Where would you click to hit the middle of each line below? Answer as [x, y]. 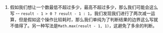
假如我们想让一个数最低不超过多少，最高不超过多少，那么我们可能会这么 [84, 7]
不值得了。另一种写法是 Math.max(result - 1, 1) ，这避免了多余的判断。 [83, 26]
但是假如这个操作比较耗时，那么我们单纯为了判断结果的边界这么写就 [88, 19]
